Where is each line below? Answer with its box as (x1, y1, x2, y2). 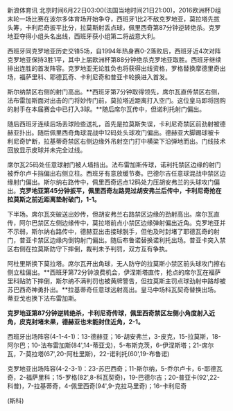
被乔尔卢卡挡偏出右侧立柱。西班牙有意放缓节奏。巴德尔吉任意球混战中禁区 (7, 169, 220, 177)
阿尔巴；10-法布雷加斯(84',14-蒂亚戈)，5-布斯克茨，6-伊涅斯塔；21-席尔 (7, 341, 214, 349)
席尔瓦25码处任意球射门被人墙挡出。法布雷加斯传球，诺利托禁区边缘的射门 (7, 160, 221, 169)
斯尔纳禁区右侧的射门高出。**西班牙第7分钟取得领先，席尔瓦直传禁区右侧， (7, 87, 223, 96)
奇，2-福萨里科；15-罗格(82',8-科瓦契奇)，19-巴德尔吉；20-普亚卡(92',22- (7, 374, 221, 381)
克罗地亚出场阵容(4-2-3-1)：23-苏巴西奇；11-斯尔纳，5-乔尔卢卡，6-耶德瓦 (7, 364, 223, 373)
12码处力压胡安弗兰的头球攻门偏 (128, 178, 221, 186)
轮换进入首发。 (128, 73, 171, 81)
